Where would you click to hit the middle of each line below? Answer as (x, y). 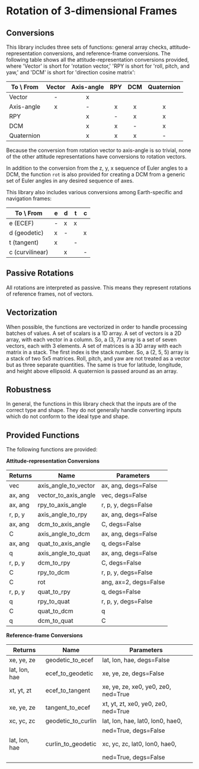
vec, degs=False (124, 495)
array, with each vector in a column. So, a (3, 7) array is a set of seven (92, 339)
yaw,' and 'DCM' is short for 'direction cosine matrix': (71, 72)
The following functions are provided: (52, 450)
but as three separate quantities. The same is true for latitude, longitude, (94, 365)
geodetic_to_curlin (71, 721)
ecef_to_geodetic (69, 673)
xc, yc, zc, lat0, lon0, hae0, (139, 744)
